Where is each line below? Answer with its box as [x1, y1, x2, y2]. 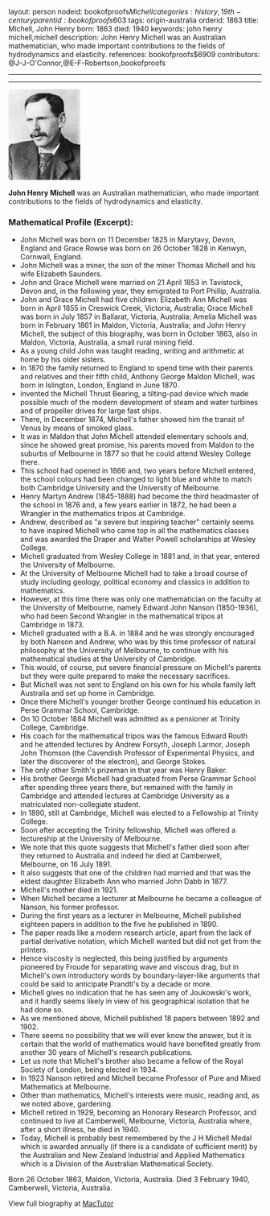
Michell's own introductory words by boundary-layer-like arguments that [19, 970, 260, 981]
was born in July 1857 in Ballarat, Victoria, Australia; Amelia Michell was [19, 312, 257, 321]
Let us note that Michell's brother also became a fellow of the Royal [19, 1057, 243, 1066]
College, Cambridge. [19, 722, 89, 732]
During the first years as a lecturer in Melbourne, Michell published [19, 911, 242, 920]
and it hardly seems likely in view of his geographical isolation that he [19, 996, 251, 1006]
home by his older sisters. [19, 354, 106, 365]
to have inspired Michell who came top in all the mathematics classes [19, 526, 250, 536]
